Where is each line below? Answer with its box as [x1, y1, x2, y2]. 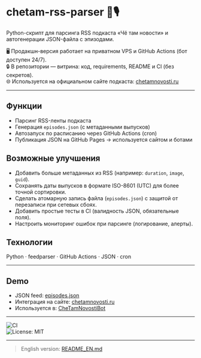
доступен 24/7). [6, 56, 47, 63]
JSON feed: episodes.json [14, 292, 80, 299]
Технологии [6, 237, 53, 247]
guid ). [14, 175, 30, 183]
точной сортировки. [14, 188, 67, 195]
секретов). [6, 71, 34, 78]
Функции [6, 101, 42, 111]
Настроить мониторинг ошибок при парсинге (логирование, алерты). [14, 220, 193, 227]
